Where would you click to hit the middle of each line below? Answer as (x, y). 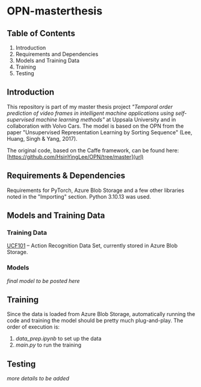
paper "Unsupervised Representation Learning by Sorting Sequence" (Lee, (100, 132)
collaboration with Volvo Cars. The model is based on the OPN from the (95, 126)
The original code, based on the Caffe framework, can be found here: (93, 150)
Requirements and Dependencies (57, 54)
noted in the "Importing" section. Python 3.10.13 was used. (79, 196)
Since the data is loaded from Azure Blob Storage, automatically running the (101, 314)
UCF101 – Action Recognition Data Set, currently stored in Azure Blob (92, 246)
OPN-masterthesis (55, 11)
